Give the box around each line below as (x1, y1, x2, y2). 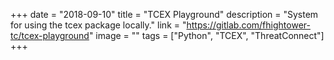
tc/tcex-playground (10, 30, 90, 41)
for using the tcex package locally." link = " (10, 19, 187, 31)
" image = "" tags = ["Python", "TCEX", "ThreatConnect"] (88, 30, 325, 41)
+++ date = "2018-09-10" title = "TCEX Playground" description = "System (10, 9, 319, 20)
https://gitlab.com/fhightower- (186, 19, 311, 31)
